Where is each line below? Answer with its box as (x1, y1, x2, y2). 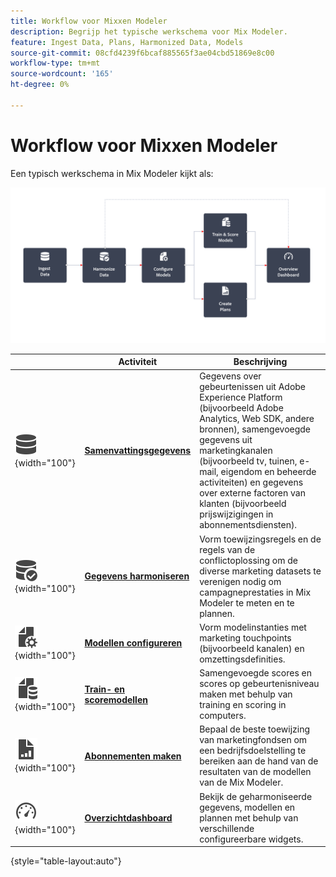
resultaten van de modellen (199, 766, 312, 778)
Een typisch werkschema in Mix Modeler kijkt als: (10, 167, 214, 179)
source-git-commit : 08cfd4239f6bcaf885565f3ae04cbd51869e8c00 (10, 48, 275, 58)
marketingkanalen (199, 445, 273, 457)
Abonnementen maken (84, 750, 182, 762)
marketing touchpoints (199, 631, 292, 644)
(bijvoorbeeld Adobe (199, 402, 284, 414)
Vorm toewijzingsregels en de (199, 533, 322, 545)
